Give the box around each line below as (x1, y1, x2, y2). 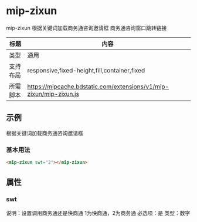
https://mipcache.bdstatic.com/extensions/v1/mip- (27, 82, 169, 91)
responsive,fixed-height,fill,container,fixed (27, 66, 145, 74)
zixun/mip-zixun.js (27, 90, 79, 98)
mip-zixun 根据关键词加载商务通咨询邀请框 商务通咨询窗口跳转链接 (6, 24, 167, 31)
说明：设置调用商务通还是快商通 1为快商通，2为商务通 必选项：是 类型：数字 (6, 209, 191, 216)
